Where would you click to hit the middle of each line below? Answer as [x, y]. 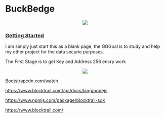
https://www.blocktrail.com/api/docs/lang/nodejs [56, 91]
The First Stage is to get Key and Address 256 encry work [66, 62]
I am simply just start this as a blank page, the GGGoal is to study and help [83, 46]
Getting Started [25, 35]
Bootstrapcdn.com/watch [32, 81]
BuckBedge [30, 9]
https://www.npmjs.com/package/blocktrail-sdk [55, 100]
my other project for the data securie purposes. [55, 52]
